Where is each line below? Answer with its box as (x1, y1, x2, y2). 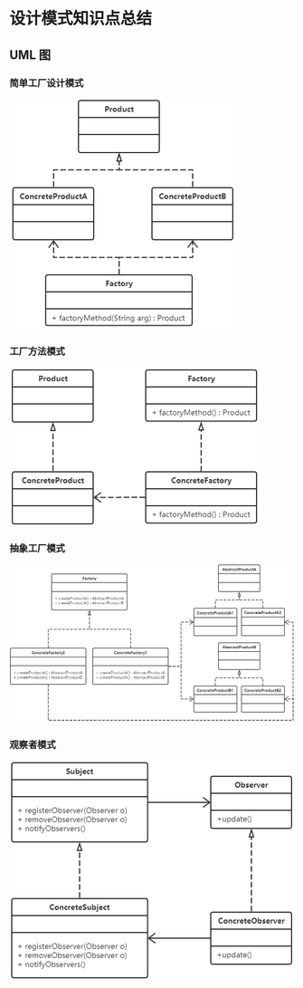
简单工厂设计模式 (9, 76, 84, 89)
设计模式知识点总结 (9, 8, 153, 29)
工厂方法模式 (9, 345, 66, 358)
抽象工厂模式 (9, 542, 66, 555)
